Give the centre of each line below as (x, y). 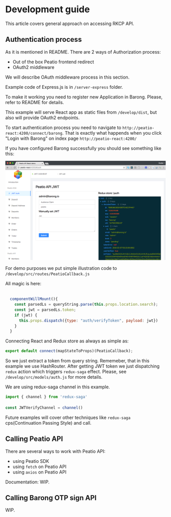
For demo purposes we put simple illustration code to (61, 268)
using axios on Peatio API (39, 472)
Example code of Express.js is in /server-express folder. (64, 87)
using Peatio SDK (31, 461)
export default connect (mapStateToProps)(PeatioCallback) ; (69, 351)
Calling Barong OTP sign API (51, 498)
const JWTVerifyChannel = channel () (44, 408)
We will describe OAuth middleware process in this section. (67, 77)
